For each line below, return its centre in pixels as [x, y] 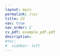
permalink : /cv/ [21, 14]
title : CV [15, 19]
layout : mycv [18, 9]
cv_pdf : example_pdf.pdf [30, 32]
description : [18, 37]
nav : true [15, 23]
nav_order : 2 [18, 28]
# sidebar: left [23, 46]
